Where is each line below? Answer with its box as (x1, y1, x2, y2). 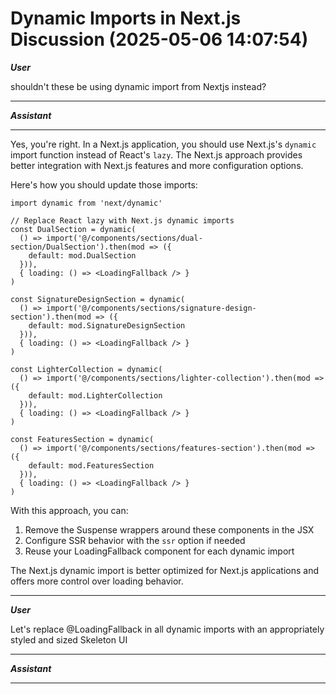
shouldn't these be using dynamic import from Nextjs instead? (10, 80, 267, 92)
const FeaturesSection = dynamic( (10, 434, 155, 444)
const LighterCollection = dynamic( (10, 364, 163, 374)
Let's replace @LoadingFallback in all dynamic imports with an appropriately (10, 623, 325, 635)
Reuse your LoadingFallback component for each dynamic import (24, 545, 295, 557)
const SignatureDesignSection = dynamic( (10, 294, 186, 304)
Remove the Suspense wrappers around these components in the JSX (24, 523, 315, 536)
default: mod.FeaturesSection (28, 460, 155, 471)
